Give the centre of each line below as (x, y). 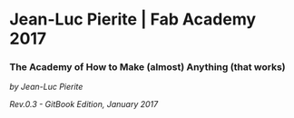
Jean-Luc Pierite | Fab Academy (133, 20)
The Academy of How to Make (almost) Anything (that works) (147, 67)
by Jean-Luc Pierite (46, 87)
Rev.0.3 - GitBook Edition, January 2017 (84, 104)
